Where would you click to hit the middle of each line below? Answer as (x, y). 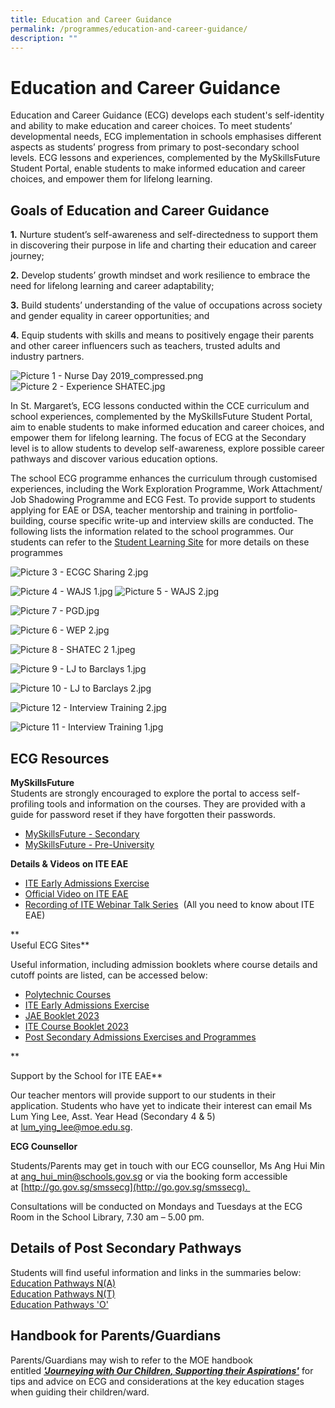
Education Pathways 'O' (59, 1304)
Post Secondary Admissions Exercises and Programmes (140, 1037)
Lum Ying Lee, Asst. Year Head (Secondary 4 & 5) (113, 1116)
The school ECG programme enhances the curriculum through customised (164, 478)
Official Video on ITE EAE (76, 893)
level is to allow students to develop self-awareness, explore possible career (167, 448)
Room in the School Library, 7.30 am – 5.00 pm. (107, 1217)
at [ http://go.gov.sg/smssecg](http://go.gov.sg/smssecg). (129, 1187)
